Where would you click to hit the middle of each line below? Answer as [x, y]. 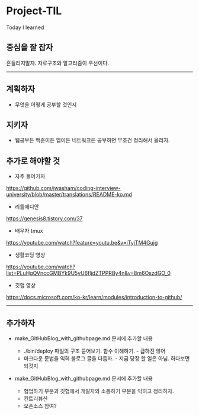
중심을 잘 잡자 [30, 48]
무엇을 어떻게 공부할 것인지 [46, 104]
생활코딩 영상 [30, 255]
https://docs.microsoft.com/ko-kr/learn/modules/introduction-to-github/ [94, 297]
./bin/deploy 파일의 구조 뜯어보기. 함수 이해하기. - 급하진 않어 [94, 351]
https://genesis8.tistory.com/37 [44, 218]
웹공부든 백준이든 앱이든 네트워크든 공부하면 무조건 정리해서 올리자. [92, 140]
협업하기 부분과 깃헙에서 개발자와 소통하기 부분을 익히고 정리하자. [99, 391]
